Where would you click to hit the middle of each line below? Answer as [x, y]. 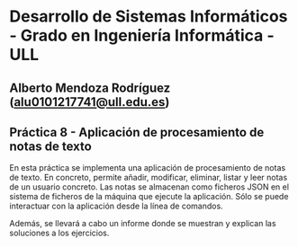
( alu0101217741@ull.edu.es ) [90, 102]
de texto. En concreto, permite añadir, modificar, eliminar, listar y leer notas [149, 178]
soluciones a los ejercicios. [59, 233]
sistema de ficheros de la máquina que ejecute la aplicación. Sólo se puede [149, 197]
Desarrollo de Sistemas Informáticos [149, 17]
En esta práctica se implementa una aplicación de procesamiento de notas [148, 168]
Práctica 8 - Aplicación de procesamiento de [137, 132]
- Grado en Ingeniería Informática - [142, 35]
